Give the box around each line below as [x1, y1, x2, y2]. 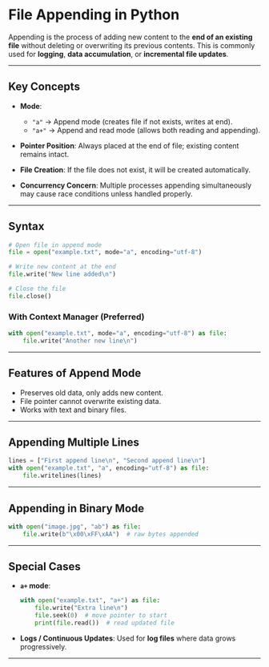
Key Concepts [8, 80, 80, 94]
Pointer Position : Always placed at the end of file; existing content [19, 140, 239, 150]
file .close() [8, 292, 52, 300]
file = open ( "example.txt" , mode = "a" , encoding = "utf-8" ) [8, 249, 203, 257]
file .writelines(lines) [22, 471, 102, 480]
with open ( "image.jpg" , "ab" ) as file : [8, 523, 142, 531]
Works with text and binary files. [19, 405, 126, 414]
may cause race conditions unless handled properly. [19, 188, 193, 198]
